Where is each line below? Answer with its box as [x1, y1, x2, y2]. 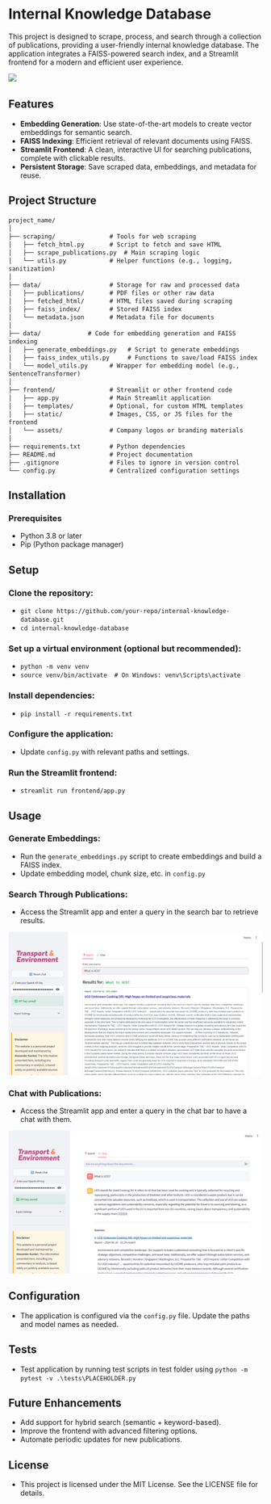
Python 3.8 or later [19, 531, 82, 541]
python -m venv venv [19, 663, 90, 671]
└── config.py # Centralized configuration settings [8, 466, 240, 475]
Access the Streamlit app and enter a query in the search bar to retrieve [19, 907, 259, 917]
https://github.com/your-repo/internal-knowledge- [56, 607, 231, 615]
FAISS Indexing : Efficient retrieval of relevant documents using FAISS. [19, 136, 252, 145]
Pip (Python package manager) [19, 540, 124, 549]
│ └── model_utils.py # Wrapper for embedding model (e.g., [8, 361, 240, 370]
